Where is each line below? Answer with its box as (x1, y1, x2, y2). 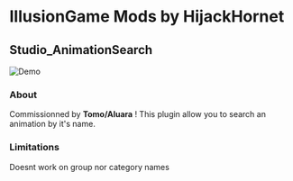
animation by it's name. (9, 119, 96, 130)
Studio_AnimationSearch (9, 42, 153, 58)
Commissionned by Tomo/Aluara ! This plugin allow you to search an (9, 109, 266, 120)
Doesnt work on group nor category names (9, 161, 169, 172)
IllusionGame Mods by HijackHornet (9, 6, 285, 27)
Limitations (9, 141, 60, 154)
